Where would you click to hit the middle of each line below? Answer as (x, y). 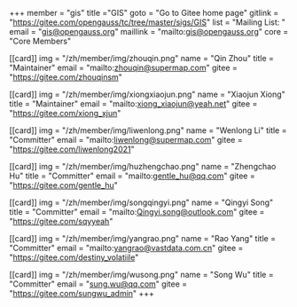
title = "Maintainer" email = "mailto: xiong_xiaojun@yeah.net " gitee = (133, 104)
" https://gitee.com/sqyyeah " (61, 221)
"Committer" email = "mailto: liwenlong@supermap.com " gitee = (126, 140)
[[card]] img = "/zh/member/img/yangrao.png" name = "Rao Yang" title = (143, 238)
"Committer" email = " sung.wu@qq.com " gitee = (98, 284)
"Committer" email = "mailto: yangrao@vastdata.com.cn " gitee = (126, 248)
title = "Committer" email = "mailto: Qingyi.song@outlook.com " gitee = (137, 212)
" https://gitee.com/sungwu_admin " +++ (82, 293)
